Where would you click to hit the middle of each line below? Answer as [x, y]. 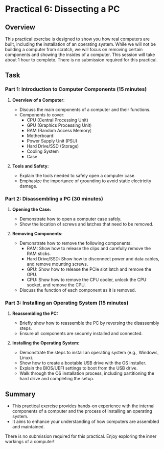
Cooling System [43, 151]
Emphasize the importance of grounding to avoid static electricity [85, 181]
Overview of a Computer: [38, 100]
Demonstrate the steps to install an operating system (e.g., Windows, [89, 353]
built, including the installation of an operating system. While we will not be [81, 44]
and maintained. [28, 427]
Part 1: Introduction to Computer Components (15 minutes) [76, 89]
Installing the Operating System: [46, 343]
